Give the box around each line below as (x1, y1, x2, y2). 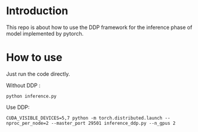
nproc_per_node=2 (6, 120, 49, 126)
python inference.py (6, 93, 57, 99)
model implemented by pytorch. (6, 30, 84, 37)
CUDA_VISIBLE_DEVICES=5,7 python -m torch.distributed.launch (6, 115, 163, 121)
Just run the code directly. (6, 70, 70, 78)
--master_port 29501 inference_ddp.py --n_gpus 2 (51, 120, 176, 126)
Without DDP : (6, 82, 41, 89)
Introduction (6, 4, 69, 18)
